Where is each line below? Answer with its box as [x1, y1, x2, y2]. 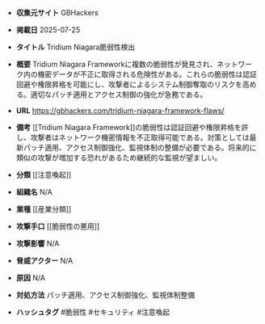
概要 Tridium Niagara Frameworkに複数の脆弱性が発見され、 [15, 60, 217, 69]
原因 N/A [15, 273, 46, 282]
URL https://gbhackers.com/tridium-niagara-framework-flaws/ [15, 106, 225, 116]
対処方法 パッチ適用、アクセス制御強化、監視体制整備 [15, 290, 196, 300]
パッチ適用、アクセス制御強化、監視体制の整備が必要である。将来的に [23, 143, 257, 152]
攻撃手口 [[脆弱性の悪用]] [15, 221, 100, 231]
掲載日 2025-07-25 [15, 25, 81, 35]
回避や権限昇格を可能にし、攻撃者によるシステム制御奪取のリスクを [15, 80, 242, 89]
